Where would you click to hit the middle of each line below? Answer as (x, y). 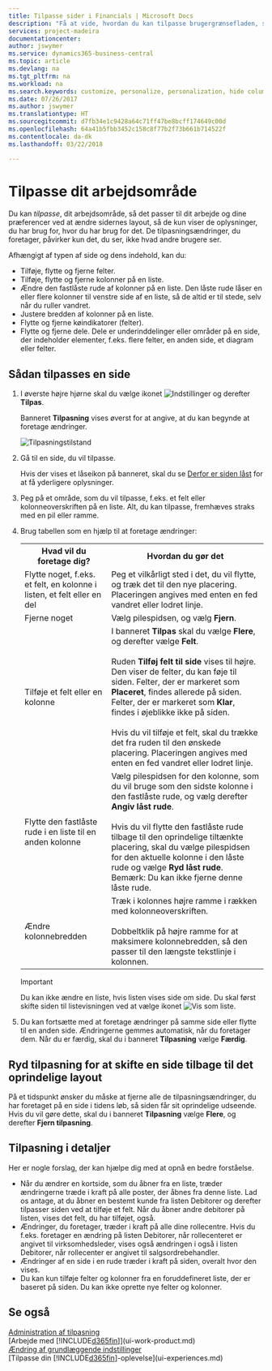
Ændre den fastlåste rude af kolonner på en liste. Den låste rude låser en (141, 288)
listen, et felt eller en (63, 595)
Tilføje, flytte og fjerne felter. (68, 271)
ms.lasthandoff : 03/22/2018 (56, 144)
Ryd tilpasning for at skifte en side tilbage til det (131, 1065)
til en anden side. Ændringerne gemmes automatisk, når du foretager (135, 1030)
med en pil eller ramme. (59, 515)
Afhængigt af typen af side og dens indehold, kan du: (98, 256)
